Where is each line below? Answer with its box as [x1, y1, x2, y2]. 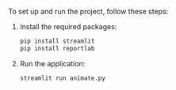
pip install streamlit [19, 37, 95, 45]
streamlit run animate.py [19, 74, 105, 82]
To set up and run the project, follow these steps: [8, 7, 169, 16]
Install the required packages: [19, 22, 117, 31]
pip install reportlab [19, 44, 95, 52]
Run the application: [19, 58, 86, 68]
